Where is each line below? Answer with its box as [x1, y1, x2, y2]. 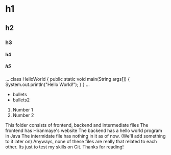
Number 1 [12, 107, 33, 113]
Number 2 [12, 112, 34, 118]
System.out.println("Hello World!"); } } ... [5, 81, 90, 87]
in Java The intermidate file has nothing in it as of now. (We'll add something [5, 133, 166, 139]
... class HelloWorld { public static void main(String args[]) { [5, 76, 130, 82]
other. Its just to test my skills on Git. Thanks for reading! [5, 144, 124, 150]
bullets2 [12, 97, 30, 103]
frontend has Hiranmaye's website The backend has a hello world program [5, 127, 162, 134]
